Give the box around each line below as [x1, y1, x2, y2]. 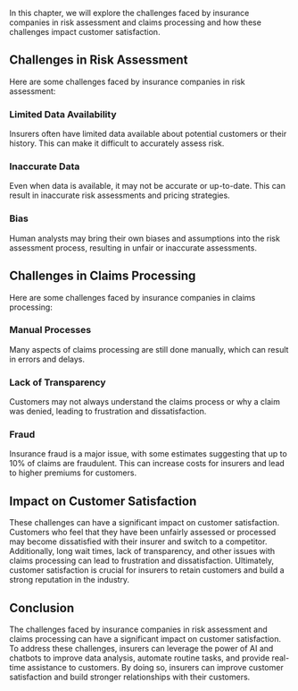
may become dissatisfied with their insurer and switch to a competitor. [9, 536, 268, 547]
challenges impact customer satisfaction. [9, 27, 161, 37]
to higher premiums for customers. [9, 467, 137, 478]
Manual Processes [9, 324, 92, 337]
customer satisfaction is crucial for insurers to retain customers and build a [9, 565, 285, 576]
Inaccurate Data [9, 160, 80, 173]
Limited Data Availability [9, 107, 117, 120]
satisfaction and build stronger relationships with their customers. [9, 671, 251, 683]
